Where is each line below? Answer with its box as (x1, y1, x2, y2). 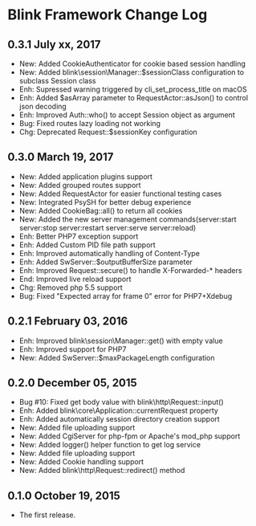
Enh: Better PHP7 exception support (18, 231, 139, 241)
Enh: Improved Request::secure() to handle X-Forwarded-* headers (18, 265, 242, 275)
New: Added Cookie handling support (18, 457, 144, 467)
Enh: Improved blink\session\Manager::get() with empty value (18, 336, 223, 345)
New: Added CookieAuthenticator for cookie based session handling (18, 59, 246, 68)
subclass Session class (18, 76, 96, 85)
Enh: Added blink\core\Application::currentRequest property (18, 406, 218, 415)
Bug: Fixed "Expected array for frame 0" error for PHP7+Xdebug (18, 291, 233, 300)
